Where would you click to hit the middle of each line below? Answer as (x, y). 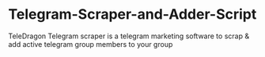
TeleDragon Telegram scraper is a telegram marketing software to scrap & (129, 36)
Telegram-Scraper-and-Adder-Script (132, 14)
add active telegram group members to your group (91, 44)
